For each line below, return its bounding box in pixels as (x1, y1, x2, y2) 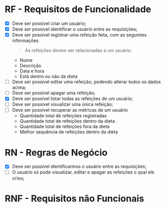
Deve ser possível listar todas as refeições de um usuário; (12, 95, 133, 102)
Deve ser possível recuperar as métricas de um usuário (12, 107, 128, 113)
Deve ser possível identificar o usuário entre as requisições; (12, 26, 138, 32)
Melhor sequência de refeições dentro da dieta (19, 129, 118, 135)
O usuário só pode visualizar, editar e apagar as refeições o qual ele (12, 169, 154, 176)
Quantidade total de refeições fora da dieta (19, 123, 110, 130)
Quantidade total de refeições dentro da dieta (19, 118, 115, 124)
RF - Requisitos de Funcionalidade (5, 4, 151, 15)
